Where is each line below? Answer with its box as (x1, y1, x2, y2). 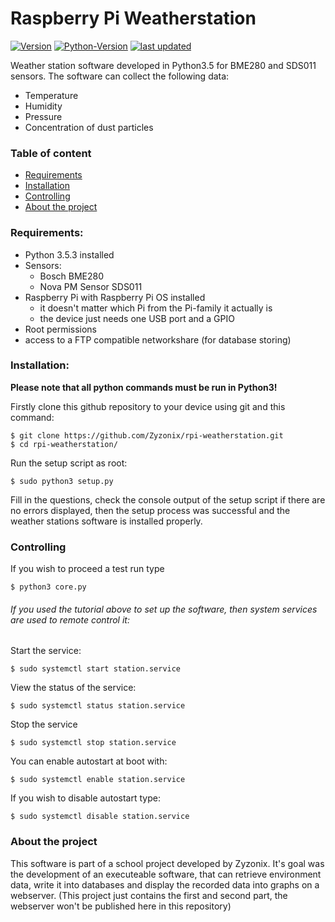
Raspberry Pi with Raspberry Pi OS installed (24, 291, 206, 303)
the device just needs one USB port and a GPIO (39, 312, 235, 324)
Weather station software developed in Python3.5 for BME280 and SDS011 (10, 59, 317, 71)
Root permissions (24, 323, 98, 335)
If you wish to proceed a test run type (10, 563, 165, 575)
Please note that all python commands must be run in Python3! (10, 381, 278, 393)
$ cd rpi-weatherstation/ (10, 439, 118, 449)
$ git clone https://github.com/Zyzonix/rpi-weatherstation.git (10, 430, 284, 441)
